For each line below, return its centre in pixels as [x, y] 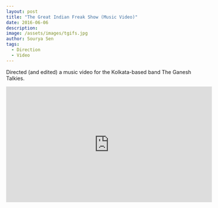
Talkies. [15, 78]
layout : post [22, 11]
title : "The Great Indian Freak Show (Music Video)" [72, 17]
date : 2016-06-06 [27, 22]
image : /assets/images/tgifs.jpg [47, 33]
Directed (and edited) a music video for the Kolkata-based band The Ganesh [99, 72]
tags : [13, 45]
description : [22, 28]
